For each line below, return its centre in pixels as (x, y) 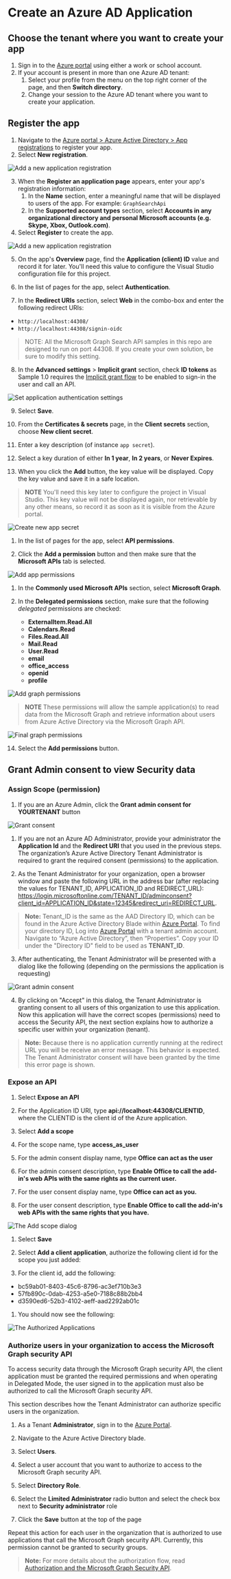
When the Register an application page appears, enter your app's (111, 181)
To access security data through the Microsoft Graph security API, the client (115, 1369)
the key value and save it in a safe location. (78, 479)
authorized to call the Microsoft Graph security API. (80, 1391)
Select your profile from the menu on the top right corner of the (118, 80)
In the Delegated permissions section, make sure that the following (113, 601)
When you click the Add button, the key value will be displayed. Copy (115, 471)
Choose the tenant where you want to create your (116, 38)
